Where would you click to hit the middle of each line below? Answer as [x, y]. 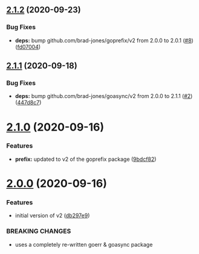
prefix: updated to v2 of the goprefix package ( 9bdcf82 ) [86, 159]
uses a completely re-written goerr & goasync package [84, 244]
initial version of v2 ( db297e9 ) [52, 216]
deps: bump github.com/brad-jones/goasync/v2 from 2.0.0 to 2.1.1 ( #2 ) [104, 96]
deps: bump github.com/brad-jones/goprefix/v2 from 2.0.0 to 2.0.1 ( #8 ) [104, 40]
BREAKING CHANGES [39, 231]
